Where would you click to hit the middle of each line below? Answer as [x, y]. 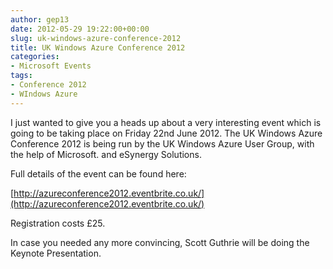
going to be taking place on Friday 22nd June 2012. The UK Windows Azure [166, 133]
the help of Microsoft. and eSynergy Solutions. [106, 154]
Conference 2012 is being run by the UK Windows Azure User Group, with [162, 143]
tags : [21, 76]
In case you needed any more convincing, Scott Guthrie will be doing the [160, 242]
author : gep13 [40, 19]
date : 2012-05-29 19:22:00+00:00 [80, 29]
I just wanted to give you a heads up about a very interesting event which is [166, 122]
